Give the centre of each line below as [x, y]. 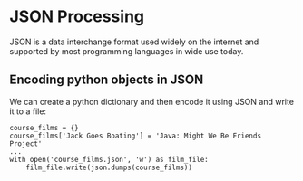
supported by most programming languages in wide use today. [127, 51]
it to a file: [28, 111]
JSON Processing [77, 17]
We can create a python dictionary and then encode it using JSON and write [152, 101]
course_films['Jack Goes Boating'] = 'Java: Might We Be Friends [135, 136]
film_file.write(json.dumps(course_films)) [109, 167]
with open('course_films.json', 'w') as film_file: [109, 159]
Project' [26, 143]
